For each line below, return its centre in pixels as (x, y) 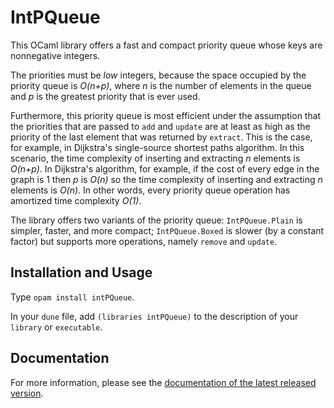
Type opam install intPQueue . (72, 297)
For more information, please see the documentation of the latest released (163, 382)
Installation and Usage (81, 272)
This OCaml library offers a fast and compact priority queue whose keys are (166, 45)
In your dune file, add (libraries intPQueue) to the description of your (154, 316)
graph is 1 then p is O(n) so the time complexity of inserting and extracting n (166, 179)
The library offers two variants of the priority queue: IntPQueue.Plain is (156, 220)
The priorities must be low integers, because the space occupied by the (158, 75)
